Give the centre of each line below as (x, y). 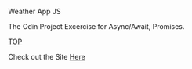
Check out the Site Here (47, 57)
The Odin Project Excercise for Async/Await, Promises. (96, 26)
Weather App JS (34, 11)
